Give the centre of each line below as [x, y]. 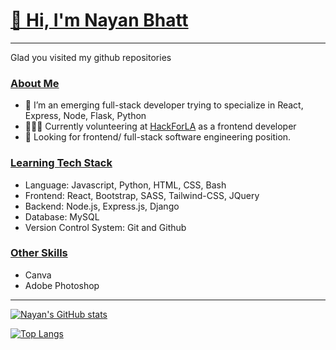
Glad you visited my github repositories [91, 57]
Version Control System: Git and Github [105, 227]
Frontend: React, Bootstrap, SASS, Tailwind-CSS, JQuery [142, 195]
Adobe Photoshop [62, 285]
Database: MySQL [62, 216]
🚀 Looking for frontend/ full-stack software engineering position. [158, 137]
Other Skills [39, 253]
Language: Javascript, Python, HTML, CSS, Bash [125, 185]
